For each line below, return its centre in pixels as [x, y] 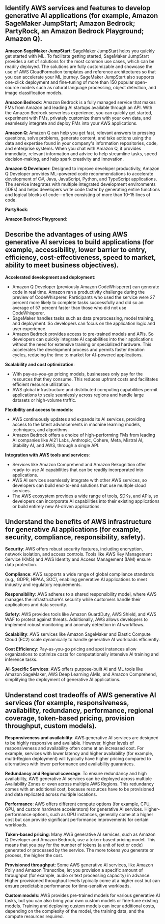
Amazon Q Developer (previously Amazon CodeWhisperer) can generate [86, 287]
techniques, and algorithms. [40, 429]
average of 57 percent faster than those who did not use [69, 308]
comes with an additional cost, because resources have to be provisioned [80, 789]
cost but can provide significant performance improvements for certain [77, 820]
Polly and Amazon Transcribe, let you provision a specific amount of [74, 870]
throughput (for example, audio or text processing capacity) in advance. [78, 875]
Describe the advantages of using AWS [66, 234]
